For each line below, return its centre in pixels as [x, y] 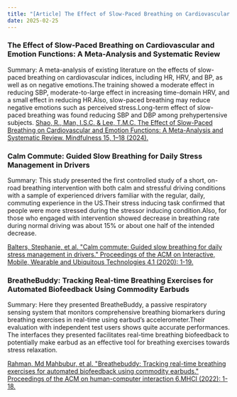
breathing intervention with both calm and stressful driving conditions [124, 188]
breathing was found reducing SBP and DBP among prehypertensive [127, 115]
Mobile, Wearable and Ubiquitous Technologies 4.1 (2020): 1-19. [100, 262]
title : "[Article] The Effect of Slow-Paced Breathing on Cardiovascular [119, 14]
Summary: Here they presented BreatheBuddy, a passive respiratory [107, 305]
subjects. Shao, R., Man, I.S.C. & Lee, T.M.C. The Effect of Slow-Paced [110, 122]
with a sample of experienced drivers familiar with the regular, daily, [106, 195]
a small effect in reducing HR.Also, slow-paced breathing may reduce [109, 99]
